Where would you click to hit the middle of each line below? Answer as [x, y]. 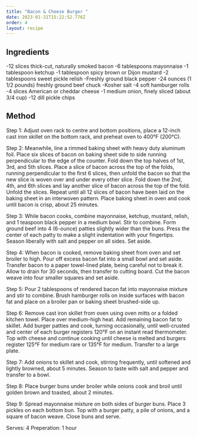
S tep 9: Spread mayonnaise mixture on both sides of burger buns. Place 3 [96, 404]
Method [21, 116]
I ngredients [28, 52]
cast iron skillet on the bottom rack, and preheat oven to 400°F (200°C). [94, 136]
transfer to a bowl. [28, 374]
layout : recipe [25, 28]
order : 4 [17, 22]
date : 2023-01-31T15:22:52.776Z [46, 17]
